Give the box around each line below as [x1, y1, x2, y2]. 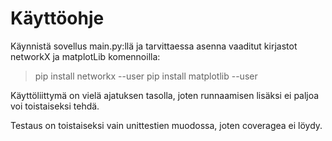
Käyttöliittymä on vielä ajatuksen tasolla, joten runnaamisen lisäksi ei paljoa [10, 89, 320, 101]
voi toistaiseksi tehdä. [10, 100, 100, 112]
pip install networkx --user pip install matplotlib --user [34, 70, 258, 82]
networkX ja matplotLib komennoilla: [10, 50, 161, 62]
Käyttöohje [10, 7, 105, 30]
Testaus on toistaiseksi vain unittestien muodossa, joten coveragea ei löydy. [10, 119, 323, 131]
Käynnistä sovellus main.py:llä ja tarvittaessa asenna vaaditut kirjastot [10, 40, 298, 52]
